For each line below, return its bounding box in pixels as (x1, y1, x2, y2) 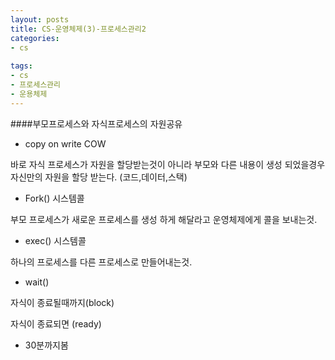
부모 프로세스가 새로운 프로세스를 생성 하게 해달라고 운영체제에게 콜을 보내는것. (10, 213, 318, 225)
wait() (24, 276, 50, 288)
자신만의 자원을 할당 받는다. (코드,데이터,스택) (10, 171, 188, 183)
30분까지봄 (24, 339, 69, 351)
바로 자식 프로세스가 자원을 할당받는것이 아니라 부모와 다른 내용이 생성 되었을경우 (10, 158, 326, 170)
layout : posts (10, 14, 70, 25)
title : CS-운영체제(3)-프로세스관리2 (10, 24, 147, 34)
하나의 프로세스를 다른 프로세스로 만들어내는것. (10, 256, 193, 268)
